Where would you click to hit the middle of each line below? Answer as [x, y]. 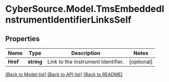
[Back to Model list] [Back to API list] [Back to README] [64, 74]
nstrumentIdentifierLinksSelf [68, 20]
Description [86, 53]
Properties [23, 39]
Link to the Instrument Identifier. [86, 62]
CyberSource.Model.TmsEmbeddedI [85, 9]
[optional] [141, 62]
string [35, 62]
